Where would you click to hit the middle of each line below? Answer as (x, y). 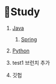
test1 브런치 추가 (31, 62)
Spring (29, 39)
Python (21, 50)
